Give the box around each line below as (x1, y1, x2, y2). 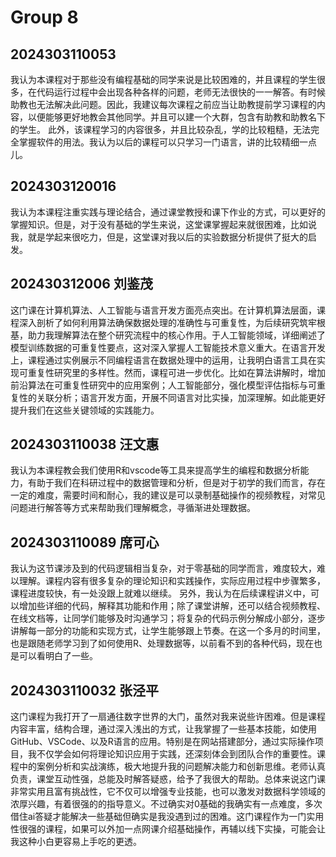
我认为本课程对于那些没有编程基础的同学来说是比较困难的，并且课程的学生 (10, 74, 317, 85)
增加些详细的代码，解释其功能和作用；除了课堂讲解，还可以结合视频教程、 (18, 600, 326, 612)
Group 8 (10, 6, 79, 29)
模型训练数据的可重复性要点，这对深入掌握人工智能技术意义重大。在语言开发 (10, 341, 326, 353)
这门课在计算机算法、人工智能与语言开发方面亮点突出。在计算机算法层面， (10, 304, 317, 316)
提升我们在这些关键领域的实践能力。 (10, 404, 160, 416)
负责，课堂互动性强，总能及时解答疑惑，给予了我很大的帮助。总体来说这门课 (10, 773, 326, 785)
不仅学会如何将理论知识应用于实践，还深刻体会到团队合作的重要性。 (36, 748, 317, 760)
